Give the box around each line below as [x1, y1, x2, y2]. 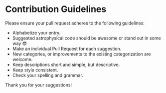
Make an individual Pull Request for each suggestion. [12, 45, 122, 51]
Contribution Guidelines [5, 3, 107, 15]
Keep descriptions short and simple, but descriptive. [12, 61, 120, 67]
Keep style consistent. [12, 66, 58, 73]
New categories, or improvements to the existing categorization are [12, 51, 151, 57]
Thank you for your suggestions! [5, 81, 72, 88]
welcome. [12, 56, 33, 62]
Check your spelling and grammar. [12, 72, 83, 78]
